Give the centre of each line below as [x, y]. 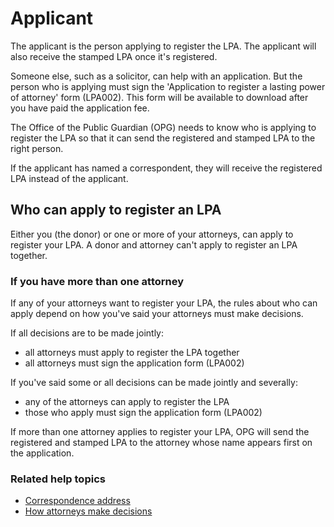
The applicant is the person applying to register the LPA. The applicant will [163, 46]
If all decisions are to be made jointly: [87, 333]
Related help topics [58, 479]
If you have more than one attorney [97, 281]
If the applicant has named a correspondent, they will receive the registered [166, 168]
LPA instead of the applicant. [69, 178]
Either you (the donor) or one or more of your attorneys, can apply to [152, 234]
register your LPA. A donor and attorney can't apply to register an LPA [154, 244]
